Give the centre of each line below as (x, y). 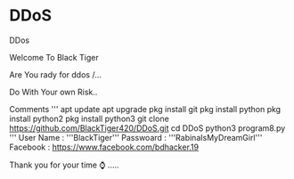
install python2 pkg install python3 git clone (89, 118)
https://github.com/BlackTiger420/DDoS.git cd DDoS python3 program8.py (147, 128)
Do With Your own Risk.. (53, 92)
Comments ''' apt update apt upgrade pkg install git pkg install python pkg (145, 109)
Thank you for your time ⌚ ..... (64, 165)
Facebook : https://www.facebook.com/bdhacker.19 (104, 147)
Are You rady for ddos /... (56, 74)
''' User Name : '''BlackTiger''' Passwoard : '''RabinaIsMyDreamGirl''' (136, 137)
